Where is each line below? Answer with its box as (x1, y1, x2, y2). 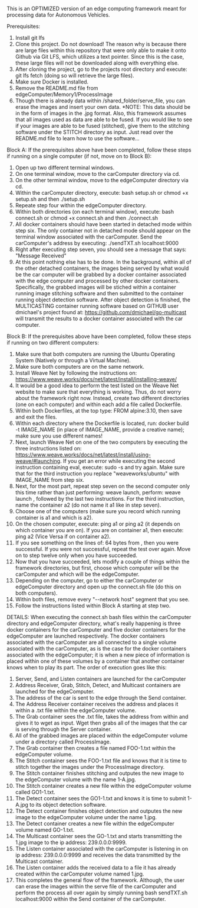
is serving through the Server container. (15, 726, 112, 733)
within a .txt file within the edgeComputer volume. (15, 707, 137, 714)
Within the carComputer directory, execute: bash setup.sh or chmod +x (15, 189, 189, 196)
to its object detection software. (29, 801, 107, 808)
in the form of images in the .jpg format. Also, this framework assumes (15, 110, 187, 117)
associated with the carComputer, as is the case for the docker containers (6, 645, 187, 652)
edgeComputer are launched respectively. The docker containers (6, 633, 166, 639)
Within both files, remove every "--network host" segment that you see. (15, 596, 190, 603)
